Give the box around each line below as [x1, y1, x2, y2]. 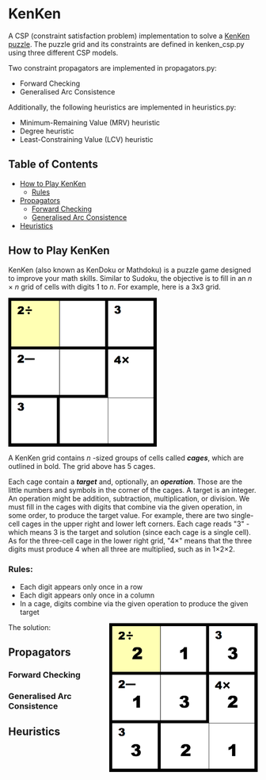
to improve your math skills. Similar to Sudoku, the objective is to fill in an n [8, 273, 253, 282]
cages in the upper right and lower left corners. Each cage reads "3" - [21, 519, 250, 528]
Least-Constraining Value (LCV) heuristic [19, 134, 154, 144]
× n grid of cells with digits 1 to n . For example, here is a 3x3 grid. [8, 282, 222, 291]
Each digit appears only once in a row [19, 582, 143, 591]
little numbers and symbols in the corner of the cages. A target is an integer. [8, 485, 256, 494]
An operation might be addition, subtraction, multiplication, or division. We [8, 494, 250, 503]
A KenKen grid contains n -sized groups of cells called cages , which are [8, 453, 244, 463]
